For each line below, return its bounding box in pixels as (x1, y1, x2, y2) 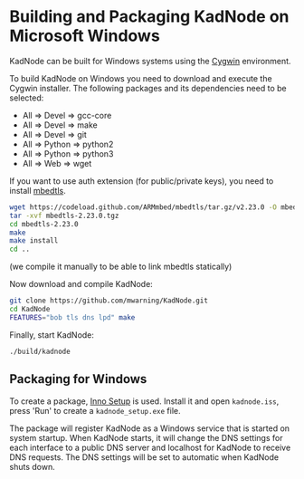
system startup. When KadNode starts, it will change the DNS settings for (9, 432, 283, 443)
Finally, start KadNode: (9, 329, 95, 340)
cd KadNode (9, 305, 51, 314)
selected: (9, 92, 44, 103)
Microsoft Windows (9, 25, 160, 46)
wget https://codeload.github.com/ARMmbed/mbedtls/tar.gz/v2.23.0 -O (9, 202, 278, 212)
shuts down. (9, 461, 56, 472)
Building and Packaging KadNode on (9, 6, 290, 27)
